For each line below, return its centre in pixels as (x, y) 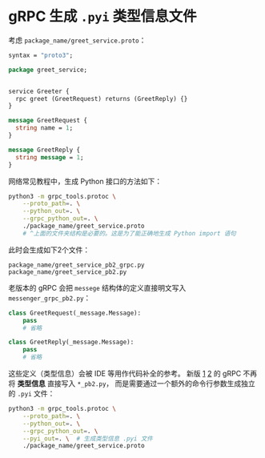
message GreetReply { (44, 150)
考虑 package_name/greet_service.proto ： (77, 40)
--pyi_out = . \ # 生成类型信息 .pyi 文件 (88, 438)
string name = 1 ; (44, 128)
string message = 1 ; (50, 157)
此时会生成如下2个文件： (49, 250)
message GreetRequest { (48, 121)
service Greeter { (39, 91)
